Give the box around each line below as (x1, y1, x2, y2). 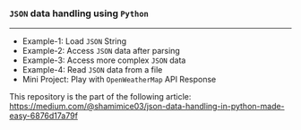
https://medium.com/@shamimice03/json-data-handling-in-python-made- (9, 101, 285, 112)
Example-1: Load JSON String (21, 36, 127, 47)
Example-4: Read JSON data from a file (21, 65, 163, 75)
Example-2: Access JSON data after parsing (21, 46, 181, 56)
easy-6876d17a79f (9, 110, 79, 121)
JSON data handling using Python (9, 7, 150, 20)
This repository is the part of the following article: (9, 91, 192, 102)
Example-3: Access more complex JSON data (21, 55, 186, 65)
